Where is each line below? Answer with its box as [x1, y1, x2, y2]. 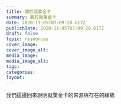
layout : [6, 74, 25, 80]
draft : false [6, 31, 38, 37]
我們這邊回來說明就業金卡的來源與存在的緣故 [6, 92, 115, 99]
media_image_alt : [6, 58, 49, 64]
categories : [6, 69, 35, 75]
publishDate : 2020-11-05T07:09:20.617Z [6, 25, 104, 31]
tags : [6, 63, 19, 70]
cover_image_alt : [6, 47, 49, 53]
